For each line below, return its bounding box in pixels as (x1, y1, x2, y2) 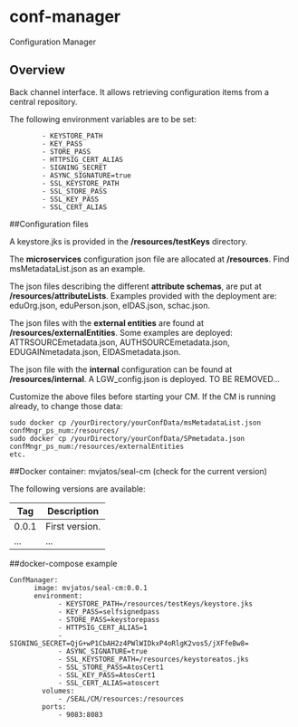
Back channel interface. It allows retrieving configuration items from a (9, 86, 270, 97)
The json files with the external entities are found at (9, 317, 205, 328)
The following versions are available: (9, 483, 147, 494)
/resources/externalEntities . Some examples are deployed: (9, 327, 233, 338)
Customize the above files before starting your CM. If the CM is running (9, 391, 276, 402)
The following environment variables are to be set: (9, 113, 197, 124)
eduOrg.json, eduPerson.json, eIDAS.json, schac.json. (9, 300, 211, 311)
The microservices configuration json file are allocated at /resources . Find (9, 253, 290, 264)
